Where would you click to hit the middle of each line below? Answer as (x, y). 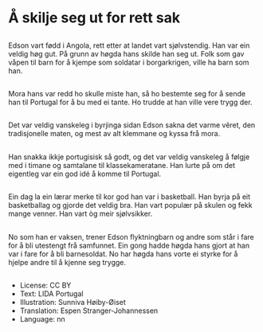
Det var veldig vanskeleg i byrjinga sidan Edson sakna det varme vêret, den (132, 125)
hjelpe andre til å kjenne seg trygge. (67, 262)
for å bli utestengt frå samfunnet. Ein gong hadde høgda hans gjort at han (129, 245)
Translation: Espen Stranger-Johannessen (89, 311)
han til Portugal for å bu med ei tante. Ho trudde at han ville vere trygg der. (130, 102)
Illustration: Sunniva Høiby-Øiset (73, 302)
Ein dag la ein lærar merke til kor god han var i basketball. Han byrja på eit (130, 197)
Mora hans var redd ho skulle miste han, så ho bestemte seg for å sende (127, 93)
